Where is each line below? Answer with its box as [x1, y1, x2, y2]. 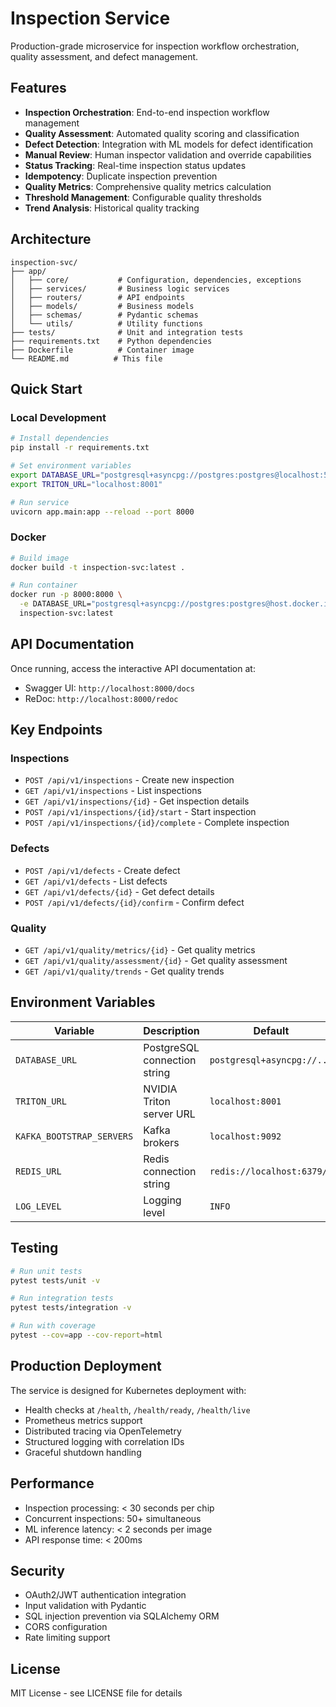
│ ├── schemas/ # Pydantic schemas [10, 310, 199, 320]
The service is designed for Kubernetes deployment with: [10, 1384, 247, 1396]
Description [143, 1023, 200, 1037]
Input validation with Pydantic [24, 1600, 147, 1612]
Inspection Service [10, 7, 171, 30]
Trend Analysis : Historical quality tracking [24, 202, 200, 214]
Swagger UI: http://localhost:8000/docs [24, 682, 195, 694]
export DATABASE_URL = [10, 470, 101, 480]
